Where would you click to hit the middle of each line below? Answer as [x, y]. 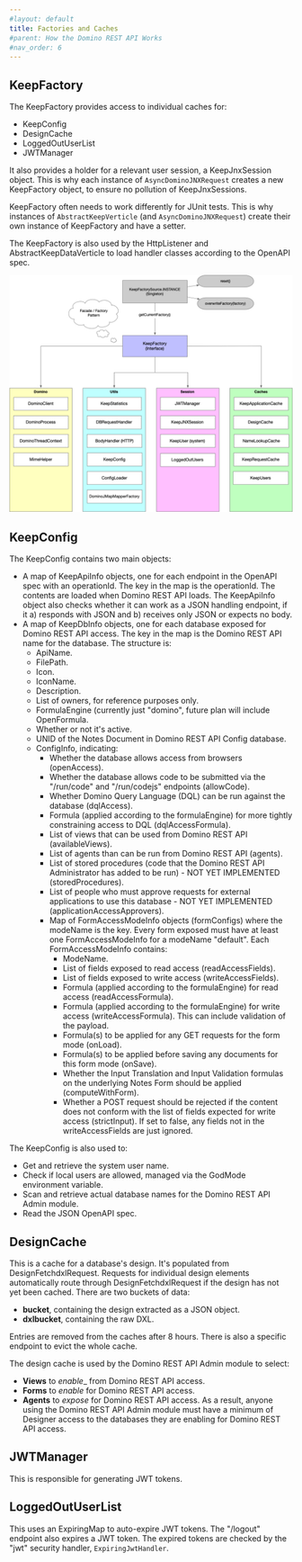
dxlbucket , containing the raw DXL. [88, 1319]
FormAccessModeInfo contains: [108, 949]
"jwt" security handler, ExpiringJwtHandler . [89, 1548]
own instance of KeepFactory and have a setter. [98, 226]
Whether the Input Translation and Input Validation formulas [173, 1073]
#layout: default [42, 19]
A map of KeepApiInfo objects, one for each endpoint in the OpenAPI [150, 577]
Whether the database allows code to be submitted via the [157, 777]
